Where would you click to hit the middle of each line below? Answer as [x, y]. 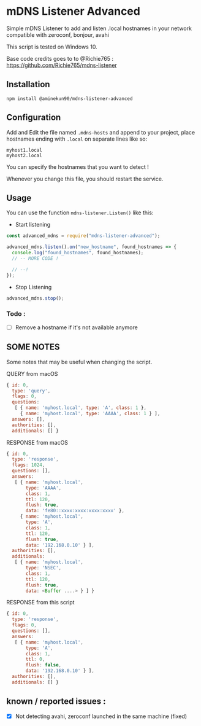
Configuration [34, 118]
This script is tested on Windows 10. [52, 47]
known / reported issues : [56, 701]
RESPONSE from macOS [37, 442]
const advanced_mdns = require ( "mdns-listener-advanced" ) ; [83, 236]
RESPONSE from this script [40, 603]
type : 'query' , [31, 391]
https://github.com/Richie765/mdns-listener [62, 65]
